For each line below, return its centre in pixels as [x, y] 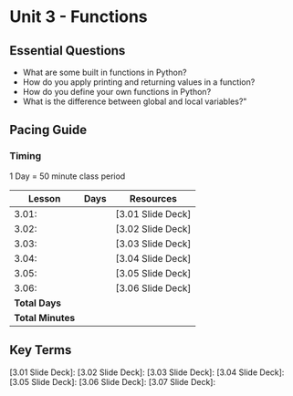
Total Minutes [45, 318]
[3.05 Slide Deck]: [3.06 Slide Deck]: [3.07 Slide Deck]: [113, 381]
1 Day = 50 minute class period [68, 176]
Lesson [45, 198]
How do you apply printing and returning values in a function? [139, 82]
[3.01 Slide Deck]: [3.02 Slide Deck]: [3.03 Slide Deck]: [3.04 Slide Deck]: [147, 372]
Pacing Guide [48, 130]
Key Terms [41, 350]
